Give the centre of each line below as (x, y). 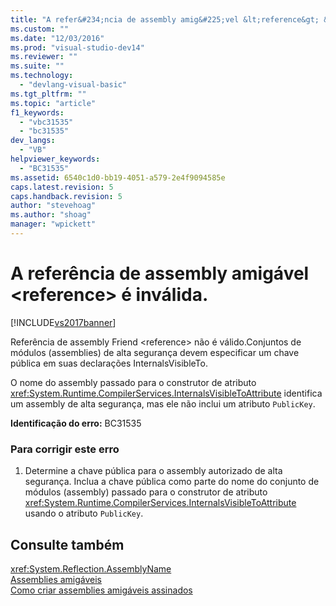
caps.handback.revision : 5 (66, 196)
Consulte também (67, 544)
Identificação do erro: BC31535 (76, 423)
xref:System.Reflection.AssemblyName (91, 568)
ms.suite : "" (37, 66)
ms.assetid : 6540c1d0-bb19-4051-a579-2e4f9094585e (118, 177)
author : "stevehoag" (53, 206)
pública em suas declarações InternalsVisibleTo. (109, 363)
